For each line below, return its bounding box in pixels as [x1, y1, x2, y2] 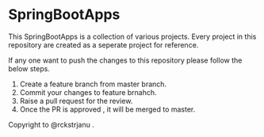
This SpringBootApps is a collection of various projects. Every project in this [8, 32, 257, 41]
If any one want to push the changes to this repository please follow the [8, 55, 243, 65]
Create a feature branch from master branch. [19, 79, 167, 89]
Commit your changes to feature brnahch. [19, 87, 157, 97]
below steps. [8, 63, 50, 73]
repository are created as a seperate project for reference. [8, 40, 199, 49]
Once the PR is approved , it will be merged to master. [19, 105, 196, 114]
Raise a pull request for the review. [19, 96, 133, 105]
